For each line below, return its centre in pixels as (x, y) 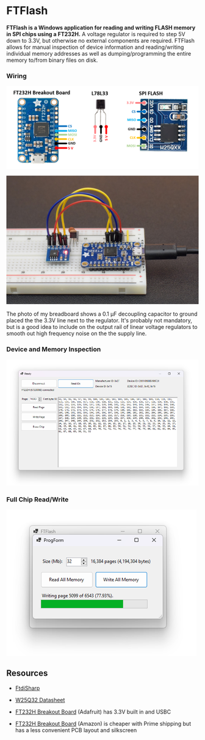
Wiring (17, 76)
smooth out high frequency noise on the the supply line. (77, 333)
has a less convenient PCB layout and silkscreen (76, 730)
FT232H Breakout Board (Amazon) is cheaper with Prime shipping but (103, 723)
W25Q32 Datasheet (40, 700)
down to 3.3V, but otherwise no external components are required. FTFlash (101, 40)
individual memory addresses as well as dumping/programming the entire (99, 53)
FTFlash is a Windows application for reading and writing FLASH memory (101, 28)
